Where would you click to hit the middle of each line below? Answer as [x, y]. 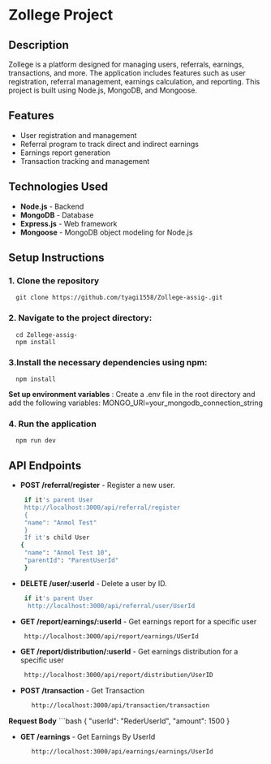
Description [39, 45]
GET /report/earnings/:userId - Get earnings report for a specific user [138, 621]
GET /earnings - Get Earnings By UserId [88, 737]
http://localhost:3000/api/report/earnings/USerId [111, 636]
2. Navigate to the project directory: [80, 318]
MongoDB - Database [57, 215]
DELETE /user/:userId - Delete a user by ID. [94, 583]
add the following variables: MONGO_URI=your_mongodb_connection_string [136, 403]
